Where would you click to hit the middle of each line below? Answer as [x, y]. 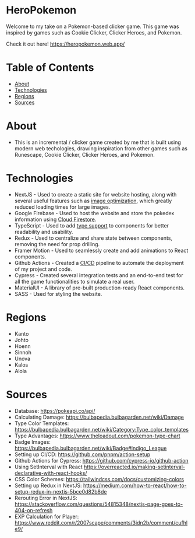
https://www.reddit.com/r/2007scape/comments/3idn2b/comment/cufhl [101, 523]
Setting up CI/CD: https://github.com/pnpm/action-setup [82, 454]
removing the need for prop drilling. [57, 244]
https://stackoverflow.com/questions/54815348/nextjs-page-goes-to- [99, 504]
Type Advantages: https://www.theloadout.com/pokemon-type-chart [97, 436]
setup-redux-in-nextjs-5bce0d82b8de [61, 491]
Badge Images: [33, 442]
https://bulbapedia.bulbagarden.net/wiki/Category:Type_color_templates [102, 429]
